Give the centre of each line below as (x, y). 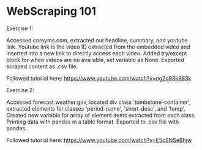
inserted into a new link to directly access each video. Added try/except (97, 53)
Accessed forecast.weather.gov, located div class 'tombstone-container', (99, 102)
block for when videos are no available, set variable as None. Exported (95, 60)
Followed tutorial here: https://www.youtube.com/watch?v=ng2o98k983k (99, 78)
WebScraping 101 (51, 11)
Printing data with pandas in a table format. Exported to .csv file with (93, 122)
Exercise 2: (21, 90)
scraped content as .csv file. (42, 66)
